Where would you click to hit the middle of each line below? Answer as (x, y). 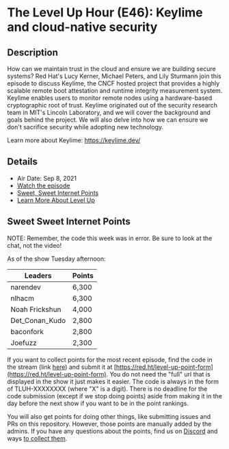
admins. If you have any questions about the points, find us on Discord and (112, 431)
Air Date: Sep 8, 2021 (47, 178)
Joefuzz (24, 342)
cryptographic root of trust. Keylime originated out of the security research (112, 105)
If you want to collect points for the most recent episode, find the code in (110, 359)
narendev (26, 287)
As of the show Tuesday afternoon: (56, 259)
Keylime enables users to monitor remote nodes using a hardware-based (110, 98)
